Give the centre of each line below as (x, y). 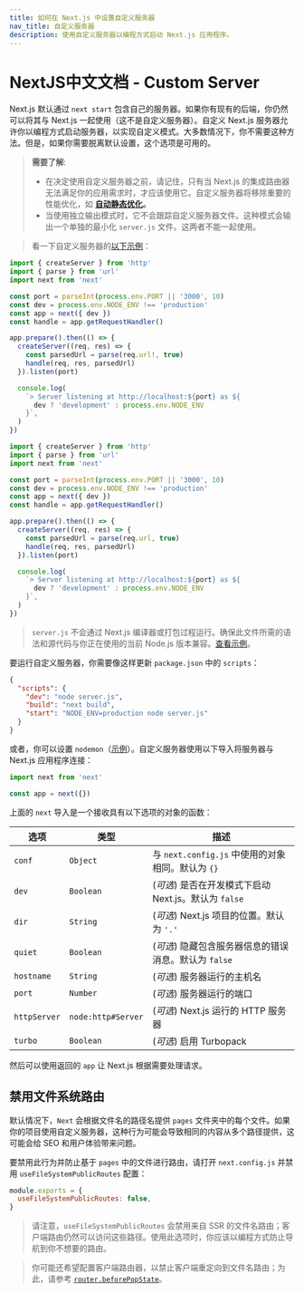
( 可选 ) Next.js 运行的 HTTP (209, 1010)
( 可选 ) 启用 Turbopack (199, 1041)
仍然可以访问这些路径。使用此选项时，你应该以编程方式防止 (174, 1237)
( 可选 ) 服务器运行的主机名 (207, 977)
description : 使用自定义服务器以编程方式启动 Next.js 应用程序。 (121, 34)
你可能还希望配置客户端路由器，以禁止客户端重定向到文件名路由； (154, 1268)
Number (83, 993)
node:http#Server (106, 1017)
